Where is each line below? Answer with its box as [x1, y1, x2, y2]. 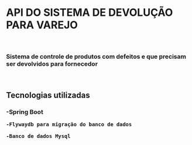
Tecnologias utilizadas [6, 90, 90, 100]
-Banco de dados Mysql [6, 133, 71, 139]
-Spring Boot [6, 107, 44, 116]
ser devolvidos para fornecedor [6, 59, 98, 68]
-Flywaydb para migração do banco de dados [6, 121, 132, 127]
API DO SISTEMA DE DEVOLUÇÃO [6, 6, 173, 19]
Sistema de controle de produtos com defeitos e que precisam [6, 52, 186, 60]
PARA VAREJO [6, 18, 78, 32]
